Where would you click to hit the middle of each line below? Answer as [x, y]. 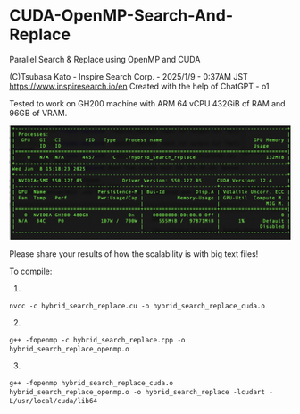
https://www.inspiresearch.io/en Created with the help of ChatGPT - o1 [139, 86]
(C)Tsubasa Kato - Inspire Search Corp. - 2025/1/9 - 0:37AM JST [129, 76]
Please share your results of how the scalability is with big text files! [134, 254]
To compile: [31, 271]
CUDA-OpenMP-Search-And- [121, 16]
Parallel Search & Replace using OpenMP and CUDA [105, 59]
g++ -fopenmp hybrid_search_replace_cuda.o [92, 384]
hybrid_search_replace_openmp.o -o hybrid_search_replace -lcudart [137, 393]
